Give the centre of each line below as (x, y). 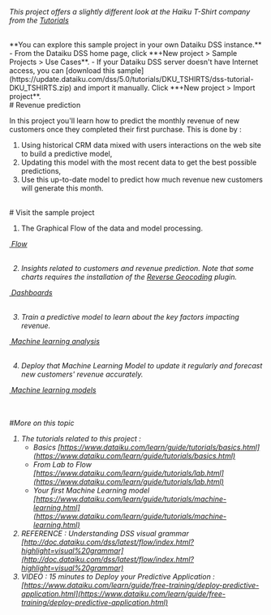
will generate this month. (62, 188)
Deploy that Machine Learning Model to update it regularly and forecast (142, 366)
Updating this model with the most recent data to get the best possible (139, 162)
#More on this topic (42, 423)
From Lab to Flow (62, 464)
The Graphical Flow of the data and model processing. (112, 228)
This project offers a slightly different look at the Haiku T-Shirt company (130, 12)
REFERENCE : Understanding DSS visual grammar (105, 533)
